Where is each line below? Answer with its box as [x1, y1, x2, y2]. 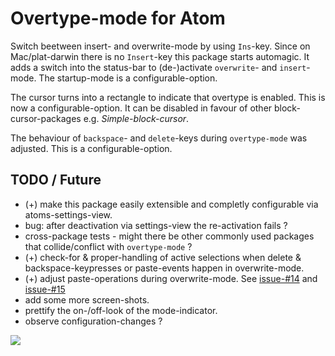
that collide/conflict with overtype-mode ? [24, 240, 193, 252]
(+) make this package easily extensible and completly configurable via [24, 198, 319, 210]
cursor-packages [10, 112, 82, 124]
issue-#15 [24, 283, 66, 295]
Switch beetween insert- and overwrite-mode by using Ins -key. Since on [10, 40, 311, 52]
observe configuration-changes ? [24, 315, 163, 327]
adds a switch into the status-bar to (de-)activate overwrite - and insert [10, 61, 307, 73]
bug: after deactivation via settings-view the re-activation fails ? [24, 219, 288, 231]
